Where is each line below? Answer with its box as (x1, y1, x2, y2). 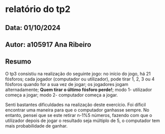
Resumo (5, 57, 31, 66)
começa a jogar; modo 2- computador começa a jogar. (5, 91, 118, 98)
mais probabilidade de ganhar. (5, 122, 68, 128)
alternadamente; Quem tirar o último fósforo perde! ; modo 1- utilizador (5, 86, 152, 92)
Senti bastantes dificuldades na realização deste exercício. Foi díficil (5, 101, 146, 107)
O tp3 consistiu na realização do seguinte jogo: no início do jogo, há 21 (5, 70, 151, 76)
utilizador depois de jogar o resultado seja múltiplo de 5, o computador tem (5, 117, 160, 123)
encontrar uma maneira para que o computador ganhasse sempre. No (5, 106, 149, 113)
